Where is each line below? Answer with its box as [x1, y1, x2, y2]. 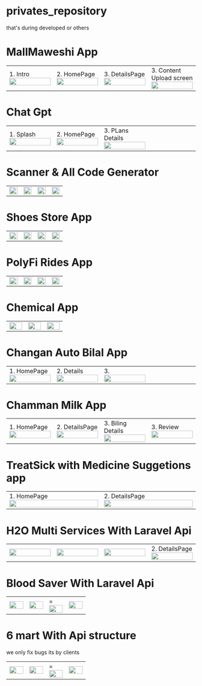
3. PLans [104, 126, 129, 135]
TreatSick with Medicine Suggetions [6, 458, 191, 472]
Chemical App [6, 301, 79, 314]
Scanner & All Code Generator [6, 165, 159, 179]
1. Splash [9, 130, 36, 138]
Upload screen [151, 73, 193, 82]
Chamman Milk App [6, 398, 107, 412]
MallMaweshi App [6, 45, 98, 59]
